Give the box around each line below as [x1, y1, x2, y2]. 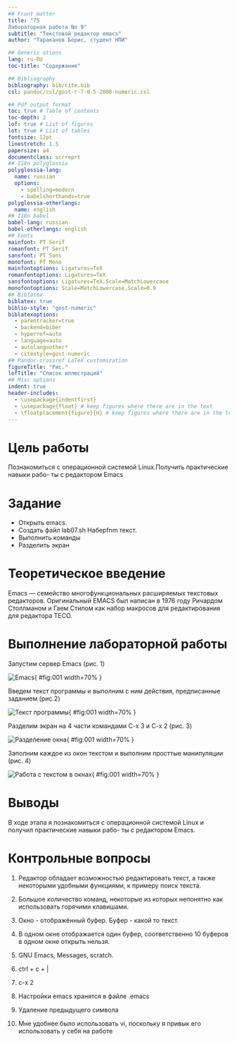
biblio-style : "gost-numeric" [8, 304, 97, 311]
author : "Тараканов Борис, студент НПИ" [8, 37, 129, 44]
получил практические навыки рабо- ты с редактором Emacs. [8, 826, 196, 835]
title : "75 [8, 17, 40, 24]
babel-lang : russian [8, 219, 69, 226]
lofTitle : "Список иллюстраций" [8, 370, 103, 377]
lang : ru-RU [8, 56, 43, 63]
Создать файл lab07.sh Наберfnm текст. [18, 526, 137, 535]
